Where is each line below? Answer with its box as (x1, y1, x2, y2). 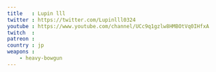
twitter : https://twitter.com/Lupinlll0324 (7, 16, 136, 23)
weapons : (7, 49, 36, 56)
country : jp (7, 42, 44, 49)
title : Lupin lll (7, 10, 66, 17)
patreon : (7, 36, 36, 43)
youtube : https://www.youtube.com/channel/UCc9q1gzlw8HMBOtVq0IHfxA (7, 23, 210, 29)
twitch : (7, 29, 36, 36)
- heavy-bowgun (19, 55, 63, 62)
